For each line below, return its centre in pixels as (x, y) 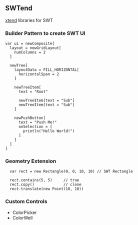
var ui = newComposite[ (30, 44)
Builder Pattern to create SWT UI (45, 33)
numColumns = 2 (30, 52)
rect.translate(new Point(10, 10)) (47, 189)
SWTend (19, 8)
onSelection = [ (35, 127)
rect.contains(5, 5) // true (44, 180)
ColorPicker (24, 212)
